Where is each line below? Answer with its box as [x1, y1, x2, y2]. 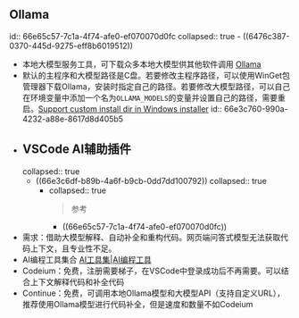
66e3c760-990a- [223, 103, 288, 114]
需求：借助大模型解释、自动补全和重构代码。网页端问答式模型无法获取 [21, 231, 281, 242]
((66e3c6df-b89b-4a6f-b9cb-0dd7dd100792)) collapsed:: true [35, 175, 268, 186]
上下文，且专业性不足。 [29, 243, 117, 254]
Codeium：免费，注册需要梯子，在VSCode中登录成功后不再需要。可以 [21, 265, 282, 276]
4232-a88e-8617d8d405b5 [21, 113, 123, 124]
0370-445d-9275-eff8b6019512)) [9, 40, 134, 51]
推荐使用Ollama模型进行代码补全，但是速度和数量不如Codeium [21, 298, 253, 309]
